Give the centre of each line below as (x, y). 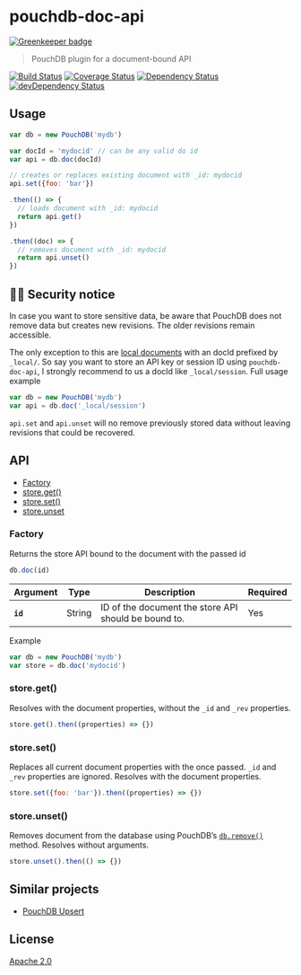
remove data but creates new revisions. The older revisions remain (132, 325)
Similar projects (54, 889)
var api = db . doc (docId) (56, 159)
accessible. (30, 335)
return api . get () (50, 216)
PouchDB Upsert (53, 911)
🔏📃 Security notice (62, 294)
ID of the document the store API (169, 607)
